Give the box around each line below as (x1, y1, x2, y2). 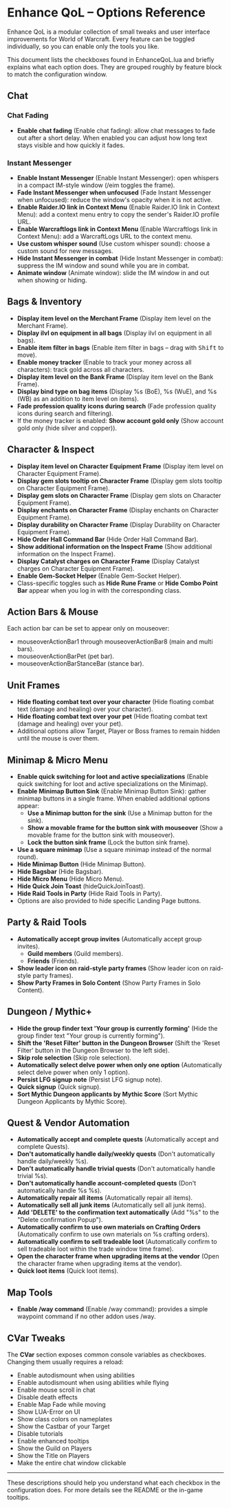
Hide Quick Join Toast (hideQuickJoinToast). (16, 882, 146, 890)
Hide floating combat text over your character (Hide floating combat (16, 698, 214, 706)
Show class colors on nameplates (16, 1415, 113, 1423)
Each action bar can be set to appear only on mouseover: (7, 624, 170, 633)
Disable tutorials (16, 1430, 63, 1438)
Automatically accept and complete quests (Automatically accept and (16, 1135, 219, 1144)
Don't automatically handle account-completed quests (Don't (16, 1179, 197, 1188)
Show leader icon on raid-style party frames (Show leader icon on (16, 964, 208, 972)
